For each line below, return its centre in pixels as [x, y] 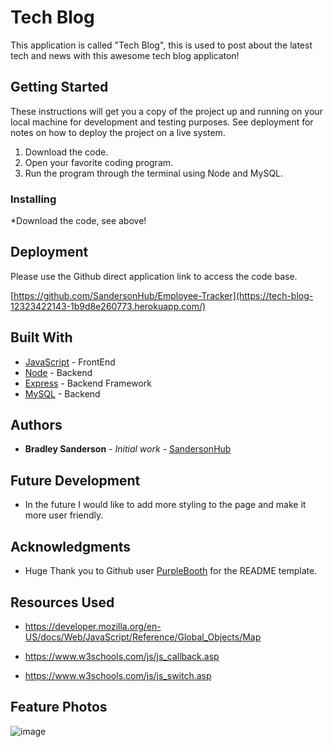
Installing [33, 199]
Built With [41, 337]
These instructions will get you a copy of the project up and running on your [166, 111]
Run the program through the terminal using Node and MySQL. [154, 173]
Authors [36, 425]
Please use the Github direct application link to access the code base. [154, 276]
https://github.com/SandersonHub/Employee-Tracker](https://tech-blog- [163, 295]
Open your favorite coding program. [99, 162]
